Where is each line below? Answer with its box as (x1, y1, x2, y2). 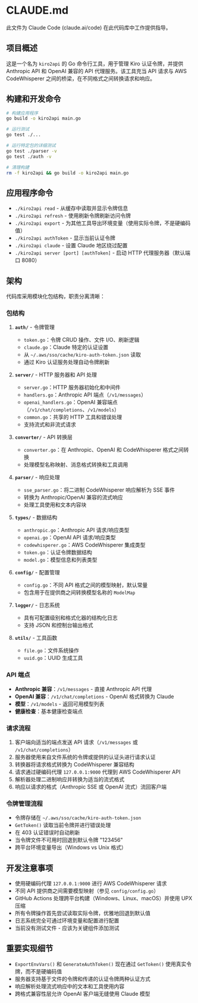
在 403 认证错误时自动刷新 (14, 829, 80, 836)
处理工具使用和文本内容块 (23, 501, 87, 508)
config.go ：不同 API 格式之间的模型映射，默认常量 (23, 581, 148, 589)
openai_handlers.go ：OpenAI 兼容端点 (23, 399, 118, 406)
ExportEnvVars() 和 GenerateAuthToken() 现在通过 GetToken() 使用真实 (14, 960, 187, 967)
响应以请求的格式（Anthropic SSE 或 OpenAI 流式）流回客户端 (14, 783, 167, 790)
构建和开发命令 (6, 94, 61, 104)
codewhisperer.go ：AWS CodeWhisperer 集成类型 (23, 542, 146, 549)
